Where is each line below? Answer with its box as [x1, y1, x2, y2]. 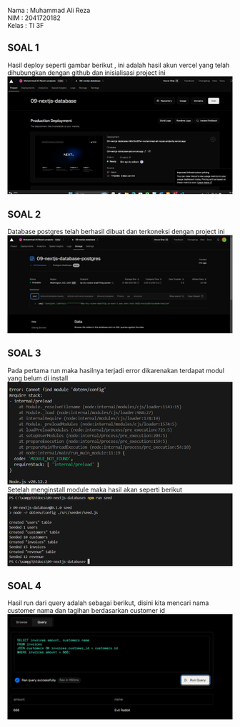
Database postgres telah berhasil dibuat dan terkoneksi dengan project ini [7, 228, 225, 236]
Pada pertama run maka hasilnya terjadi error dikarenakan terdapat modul [7, 366, 225, 375]
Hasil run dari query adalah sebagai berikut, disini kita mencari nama [7, 599, 209, 607]
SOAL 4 [7, 579, 41, 591]
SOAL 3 [7, 347, 41, 360]
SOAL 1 [7, 42, 39, 54]
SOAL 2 [7, 208, 41, 220]
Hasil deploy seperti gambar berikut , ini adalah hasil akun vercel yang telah [7, 61, 230, 69]
